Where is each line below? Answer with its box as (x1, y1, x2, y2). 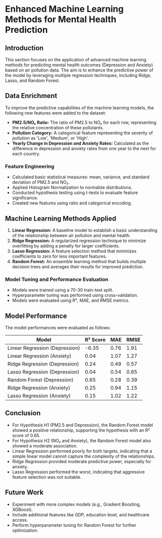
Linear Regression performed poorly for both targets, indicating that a (12, 448, 152, 454)
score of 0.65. (12, 432, 40, 438)
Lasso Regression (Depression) (7, 368, 80, 375)
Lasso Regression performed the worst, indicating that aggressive (12, 469, 145, 475)
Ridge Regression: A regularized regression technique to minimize (12, 238, 146, 244)
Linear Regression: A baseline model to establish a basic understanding (12, 227, 158, 233)
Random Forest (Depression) (7, 376, 74, 383)
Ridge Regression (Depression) (7, 361, 79, 367)
